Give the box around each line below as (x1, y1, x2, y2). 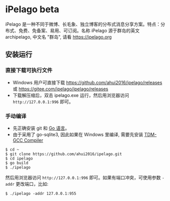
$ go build (5, 160, 29, 165)
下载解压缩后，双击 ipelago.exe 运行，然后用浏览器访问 (12, 92, 129, 98)
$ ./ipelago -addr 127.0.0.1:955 (5, 191, 77, 196)
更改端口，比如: (15, 181, 48, 187)
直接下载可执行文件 (5, 67, 53, 74)
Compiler (23, 137, 43, 143)
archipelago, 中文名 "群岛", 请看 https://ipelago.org (5, 34, 112, 40)
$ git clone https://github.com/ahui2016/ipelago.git (5, 152, 123, 157)
